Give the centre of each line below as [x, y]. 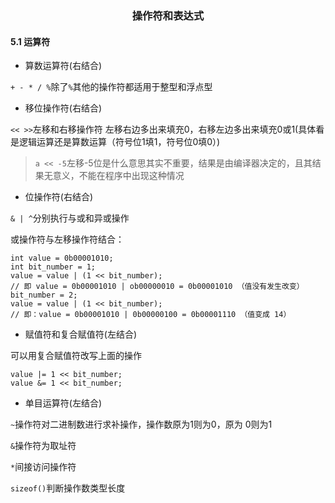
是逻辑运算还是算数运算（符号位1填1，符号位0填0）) [115, 142]
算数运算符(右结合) [63, 66]
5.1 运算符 [30, 41]
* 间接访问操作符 [43, 467]
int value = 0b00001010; [62, 258]
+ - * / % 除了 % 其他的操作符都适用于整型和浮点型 [111, 87]
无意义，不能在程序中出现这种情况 [114, 176]
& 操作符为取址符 [43, 446]
